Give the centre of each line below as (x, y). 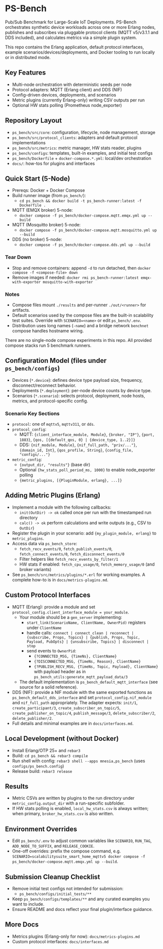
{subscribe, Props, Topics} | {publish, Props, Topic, (83, 637)
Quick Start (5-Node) (38, 178)
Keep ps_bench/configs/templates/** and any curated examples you (81, 899)
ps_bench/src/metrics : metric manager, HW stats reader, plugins (77, 148)
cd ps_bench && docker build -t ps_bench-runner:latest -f (81, 201)
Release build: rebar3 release (42, 771)
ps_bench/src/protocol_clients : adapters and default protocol (75, 138)
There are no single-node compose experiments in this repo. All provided (78, 340)
